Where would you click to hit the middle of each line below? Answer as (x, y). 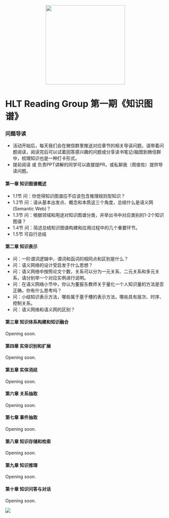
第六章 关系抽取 (22, 394)
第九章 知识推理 (22, 465)
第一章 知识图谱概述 (26, 184)
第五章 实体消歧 (22, 369)
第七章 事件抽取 (22, 418)
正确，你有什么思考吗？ (37, 290)
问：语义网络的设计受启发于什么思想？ (53, 265)
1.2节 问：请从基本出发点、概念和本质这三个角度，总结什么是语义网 (83, 202)
